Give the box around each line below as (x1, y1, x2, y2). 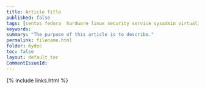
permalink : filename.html (6, 37, 72, 43)
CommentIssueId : (6, 60, 48, 66)
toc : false (6, 49, 34, 55)
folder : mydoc (6, 43, 43, 49)
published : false (6, 15, 51, 21)
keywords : (6, 26, 32, 32)
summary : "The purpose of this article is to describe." (6, 32, 154, 38)
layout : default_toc (6, 54, 59, 60)
